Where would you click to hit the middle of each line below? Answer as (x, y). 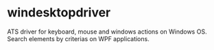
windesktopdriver (59, 13)
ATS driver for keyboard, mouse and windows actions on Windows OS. (107, 32)
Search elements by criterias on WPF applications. (78, 38)
